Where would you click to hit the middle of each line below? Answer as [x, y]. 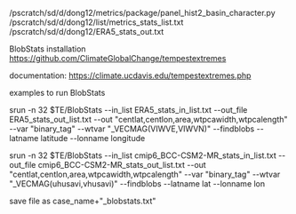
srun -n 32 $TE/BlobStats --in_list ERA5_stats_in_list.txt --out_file [128, 110]
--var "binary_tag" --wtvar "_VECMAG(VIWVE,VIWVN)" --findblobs [132, 129]
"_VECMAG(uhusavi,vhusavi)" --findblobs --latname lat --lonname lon [137, 184]
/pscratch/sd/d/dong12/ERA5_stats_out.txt [87, 32]
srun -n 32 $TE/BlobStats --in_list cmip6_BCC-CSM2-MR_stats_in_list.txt [143, 155]
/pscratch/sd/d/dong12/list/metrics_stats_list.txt [96, 22]
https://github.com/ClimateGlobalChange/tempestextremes [118, 58]
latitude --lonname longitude [93, 138]
